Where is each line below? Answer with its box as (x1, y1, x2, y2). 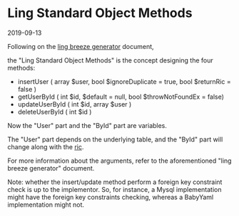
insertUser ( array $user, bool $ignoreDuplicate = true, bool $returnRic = (17, 77, 231, 86)
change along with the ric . (7, 142, 84, 151)
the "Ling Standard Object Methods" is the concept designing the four (7, 55, 213, 65)
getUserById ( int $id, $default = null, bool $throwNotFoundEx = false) (17, 92, 225, 101)
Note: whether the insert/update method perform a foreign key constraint (7, 178, 223, 186)
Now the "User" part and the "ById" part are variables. (7, 121, 168, 129)
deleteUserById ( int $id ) (17, 107, 92, 116)
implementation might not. (7, 200, 84, 209)
